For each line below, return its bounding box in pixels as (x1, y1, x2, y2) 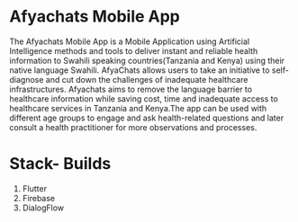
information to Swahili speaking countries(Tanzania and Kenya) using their (9, 55, 285, 66)
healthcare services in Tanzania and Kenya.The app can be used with (9, 102, 267, 113)
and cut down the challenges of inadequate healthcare (45, 74, 248, 84)
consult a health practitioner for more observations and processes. (9, 121, 257, 132)
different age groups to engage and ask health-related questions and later (9, 112, 284, 123)
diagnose (9, 74, 44, 84)
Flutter (22, 182, 48, 194)
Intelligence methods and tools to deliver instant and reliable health (9, 45, 258, 56)
